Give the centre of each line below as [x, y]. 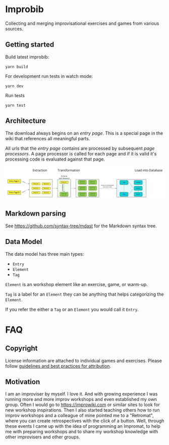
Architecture [26, 121]
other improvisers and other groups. [43, 437]
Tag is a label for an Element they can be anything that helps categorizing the [84, 294]
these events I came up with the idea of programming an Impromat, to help [83, 426]
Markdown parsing [36, 214]
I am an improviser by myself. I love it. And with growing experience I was [81, 394]
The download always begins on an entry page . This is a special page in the [84, 133]
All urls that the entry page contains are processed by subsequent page [80, 148]
